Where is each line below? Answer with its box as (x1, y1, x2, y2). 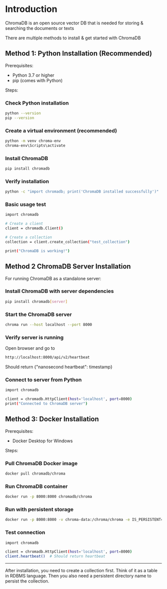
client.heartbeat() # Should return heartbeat (5, 554, 106, 559)
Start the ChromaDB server (5, 311, 72, 318)
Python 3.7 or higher (12, 72, 55, 78)
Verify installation (5, 178, 49, 185)
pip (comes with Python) (12, 77, 63, 83)
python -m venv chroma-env (5, 138, 61, 144)
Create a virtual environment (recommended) (5, 127, 117, 134)
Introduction (5, 3, 58, 15)
